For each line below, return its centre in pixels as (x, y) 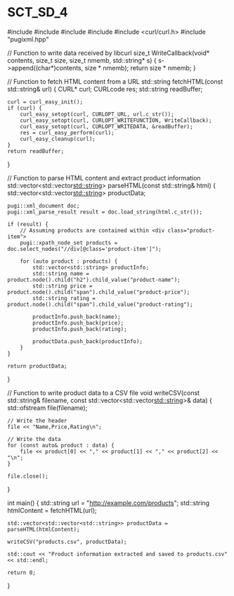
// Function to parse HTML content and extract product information (104, 178)
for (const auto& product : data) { (61, 445)
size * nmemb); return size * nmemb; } (140, 68)
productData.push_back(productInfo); (87, 341)
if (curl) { (25, 108)
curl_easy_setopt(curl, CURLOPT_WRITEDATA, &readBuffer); (106, 126)
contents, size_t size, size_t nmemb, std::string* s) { (82, 60)
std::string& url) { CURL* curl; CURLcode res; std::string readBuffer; (105, 89)
